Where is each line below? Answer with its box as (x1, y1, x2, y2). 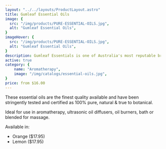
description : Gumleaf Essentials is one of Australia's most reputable (5, 53, 156, 58)
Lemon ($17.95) (12, 139, 44, 145)
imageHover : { (5, 35, 35, 40)
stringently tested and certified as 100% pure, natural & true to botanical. (5, 99, 153, 105)
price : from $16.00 (5, 80, 45, 85)
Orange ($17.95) (12, 133, 45, 139)
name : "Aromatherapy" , (14, 67, 61, 72)
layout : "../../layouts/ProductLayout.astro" (5, 7, 100, 12)
